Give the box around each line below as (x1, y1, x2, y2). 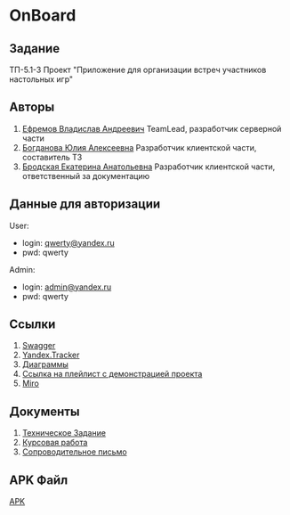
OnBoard (9, 5, 77, 26)
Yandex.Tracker (21, 349, 80, 361)
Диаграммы (21, 359, 69, 370)
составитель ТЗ (21, 151, 83, 162)
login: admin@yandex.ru (21, 282, 112, 292)
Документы (9, 404, 80, 419)
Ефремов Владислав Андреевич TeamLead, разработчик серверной (21, 123, 282, 134)
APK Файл (9, 472, 68, 487)
